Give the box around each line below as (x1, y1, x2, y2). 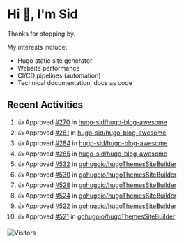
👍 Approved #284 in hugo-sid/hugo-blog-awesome (17, 139, 168, 147)
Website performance (17, 64, 80, 72)
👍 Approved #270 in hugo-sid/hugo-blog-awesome (17, 118, 167, 126)
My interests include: (7, 43, 68, 51)
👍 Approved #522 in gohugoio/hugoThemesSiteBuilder (17, 202, 177, 210)
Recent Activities (7, 99, 84, 111)
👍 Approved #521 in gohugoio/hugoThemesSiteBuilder (17, 212, 176, 221)
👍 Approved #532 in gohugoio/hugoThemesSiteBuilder (17, 160, 177, 168)
